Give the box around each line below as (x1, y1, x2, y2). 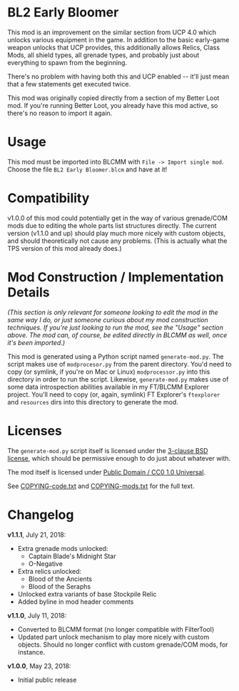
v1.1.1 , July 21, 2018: (7, 530, 66, 539)
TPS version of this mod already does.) (7, 244, 123, 252)
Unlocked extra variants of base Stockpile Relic (17, 590, 157, 598)
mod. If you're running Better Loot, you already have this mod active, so (7, 101, 218, 109)
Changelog (7, 507, 74, 522)
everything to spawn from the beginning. (7, 58, 127, 66)
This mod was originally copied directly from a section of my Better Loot (7, 94, 220, 102)
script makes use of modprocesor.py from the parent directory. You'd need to (7, 359, 232, 368)
